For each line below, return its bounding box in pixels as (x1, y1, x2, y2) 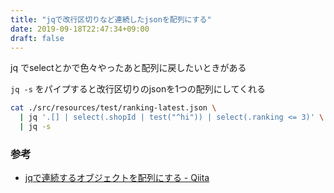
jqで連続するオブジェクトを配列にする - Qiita (24, 172, 210, 184)
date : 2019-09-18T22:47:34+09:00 (10, 24, 150, 34)
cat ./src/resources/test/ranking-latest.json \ (10, 103, 217, 113)
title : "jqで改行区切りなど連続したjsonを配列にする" (10, 14, 212, 25)
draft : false (10, 33, 65, 43)
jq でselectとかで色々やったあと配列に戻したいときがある (10, 62, 247, 74)
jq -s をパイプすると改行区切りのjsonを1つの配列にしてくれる (10, 83, 267, 95)
